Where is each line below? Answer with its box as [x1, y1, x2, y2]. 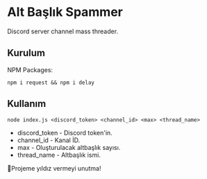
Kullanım [7, 98, 47, 110]
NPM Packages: [7, 65, 53, 74]
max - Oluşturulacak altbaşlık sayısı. [17, 143, 121, 151]
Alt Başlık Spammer [7, 4, 123, 20]
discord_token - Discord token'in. [17, 128, 113, 137]
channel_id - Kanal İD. [17, 136, 81, 144]
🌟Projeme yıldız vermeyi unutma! [7, 164, 101, 172]
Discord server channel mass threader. [7, 27, 119, 35]
